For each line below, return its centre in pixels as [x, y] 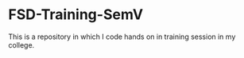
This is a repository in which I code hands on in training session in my [122, 37]
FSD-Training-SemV [76, 15]
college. [21, 44]
